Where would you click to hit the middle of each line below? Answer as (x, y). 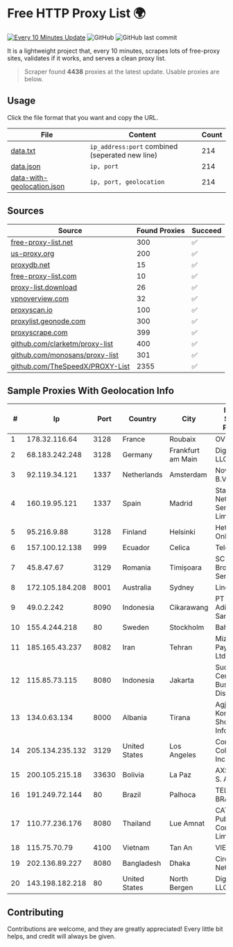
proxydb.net (31, 264)
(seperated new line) (124, 155)
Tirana (180, 717)
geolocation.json (38, 186)
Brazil (132, 795)
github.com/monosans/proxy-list (65, 355)
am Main (183, 459)
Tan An (181, 848)
